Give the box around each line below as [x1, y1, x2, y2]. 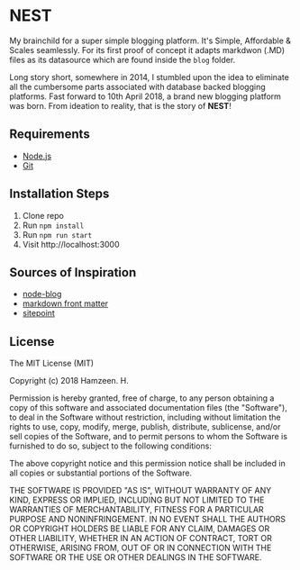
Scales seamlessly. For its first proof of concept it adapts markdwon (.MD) [9, 44, 286, 55]
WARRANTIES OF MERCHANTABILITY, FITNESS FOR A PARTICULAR [9, 504, 264, 515]
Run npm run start [22, 229, 93, 240]
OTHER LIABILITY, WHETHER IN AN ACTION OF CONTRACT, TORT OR [9, 533, 272, 544]
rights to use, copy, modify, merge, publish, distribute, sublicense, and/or [9, 421, 281, 432]
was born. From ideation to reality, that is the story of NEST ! [9, 100, 232, 111]
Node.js [22, 150, 52, 161]
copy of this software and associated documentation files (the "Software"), [9, 403, 288, 413]
